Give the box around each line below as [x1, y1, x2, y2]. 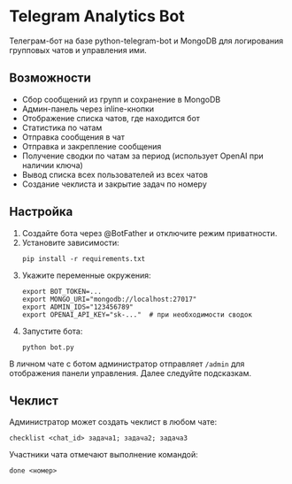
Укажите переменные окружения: [21, 270, 152, 280]
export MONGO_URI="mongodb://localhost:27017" [21, 295, 197, 303]
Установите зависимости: [21, 237, 119, 248]
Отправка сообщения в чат [21, 131, 126, 142]
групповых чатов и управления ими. [9, 44, 148, 55]
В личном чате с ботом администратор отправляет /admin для [9, 358, 245, 369]
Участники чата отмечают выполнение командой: [9, 449, 199, 460]
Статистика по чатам [21, 122, 103, 133]
